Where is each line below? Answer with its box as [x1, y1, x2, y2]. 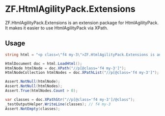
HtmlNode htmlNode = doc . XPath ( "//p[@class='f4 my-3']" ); [5, 65, 126, 71]
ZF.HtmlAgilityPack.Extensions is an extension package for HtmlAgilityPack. [5, 20, 159, 26]
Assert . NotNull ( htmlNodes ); [5, 84, 63, 89]
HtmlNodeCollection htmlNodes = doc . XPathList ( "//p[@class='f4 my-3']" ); [5, 70, 160, 75]
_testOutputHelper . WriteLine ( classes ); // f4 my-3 [5, 102, 111, 107]
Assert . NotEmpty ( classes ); [5, 106, 60, 111]
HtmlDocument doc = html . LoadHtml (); [5, 61, 82, 66]
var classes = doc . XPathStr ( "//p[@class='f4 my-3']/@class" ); [5, 97, 135, 102]
